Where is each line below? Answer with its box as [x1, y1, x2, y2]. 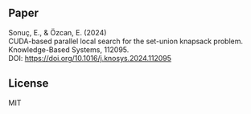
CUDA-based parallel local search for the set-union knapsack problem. [8, 36, 244, 46]
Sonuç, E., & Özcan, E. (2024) [8, 27, 107, 37]
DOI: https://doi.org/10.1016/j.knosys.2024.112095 [8, 53, 171, 63]
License [8, 76, 49, 91]
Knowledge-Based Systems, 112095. [8, 44, 130, 55]
